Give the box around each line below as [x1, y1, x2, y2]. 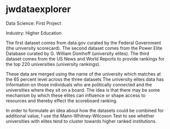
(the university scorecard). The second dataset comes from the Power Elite [6, 45, 162, 51]
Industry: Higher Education [6, 30, 62, 36]
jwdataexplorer [6, 4, 71, 15]
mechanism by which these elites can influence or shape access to [6, 92, 146, 98]
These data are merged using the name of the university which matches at [6, 71, 161, 77]
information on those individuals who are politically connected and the [6, 82, 152, 88]
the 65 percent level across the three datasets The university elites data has [6, 76, 164, 82]
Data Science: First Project [6, 20, 61, 26]
